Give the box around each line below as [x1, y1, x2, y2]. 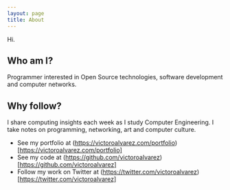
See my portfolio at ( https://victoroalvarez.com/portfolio [16, 139, 175, 147]
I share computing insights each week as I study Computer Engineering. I [7, 118, 214, 126]
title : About [7, 16, 45, 23]
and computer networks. [7, 80, 77, 89]
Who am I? [7, 55, 54, 66]
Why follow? [7, 100, 62, 111]
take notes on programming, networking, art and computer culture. [7, 126, 196, 134]
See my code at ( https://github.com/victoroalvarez [16, 153, 160, 161]
